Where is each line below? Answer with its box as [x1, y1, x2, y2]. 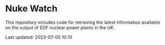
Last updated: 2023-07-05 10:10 [5, 34, 73, 40]
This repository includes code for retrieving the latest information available [5, 19, 160, 25]
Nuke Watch [5, 3, 58, 14]
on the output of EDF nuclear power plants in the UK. [5, 24, 115, 30]
